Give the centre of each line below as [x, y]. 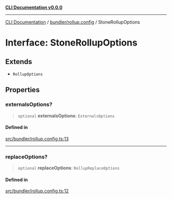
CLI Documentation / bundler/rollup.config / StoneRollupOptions [73, 22]
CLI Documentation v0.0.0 [34, 7]
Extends [19, 62]
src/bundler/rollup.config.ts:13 [37, 139]
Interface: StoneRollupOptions [71, 43]
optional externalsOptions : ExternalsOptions [66, 116]
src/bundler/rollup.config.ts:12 [37, 191]
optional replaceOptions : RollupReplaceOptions [69, 168]
